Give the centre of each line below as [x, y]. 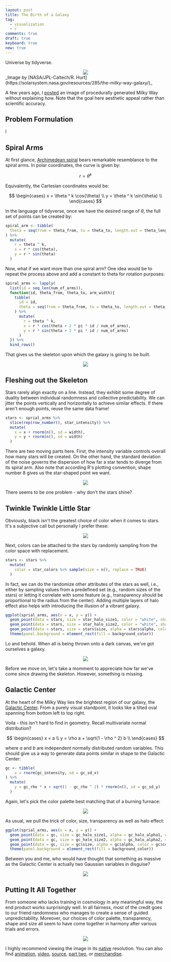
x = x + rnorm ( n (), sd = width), [50, 432]
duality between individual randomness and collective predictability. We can [85, 398]
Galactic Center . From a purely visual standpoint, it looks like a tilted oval [81, 708]
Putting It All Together [41, 889]
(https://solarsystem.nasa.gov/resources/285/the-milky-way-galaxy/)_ [79, 82]
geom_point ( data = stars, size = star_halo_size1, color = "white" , [84, 620]
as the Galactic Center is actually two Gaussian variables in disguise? [78, 864]
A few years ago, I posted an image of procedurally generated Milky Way [82, 93]
